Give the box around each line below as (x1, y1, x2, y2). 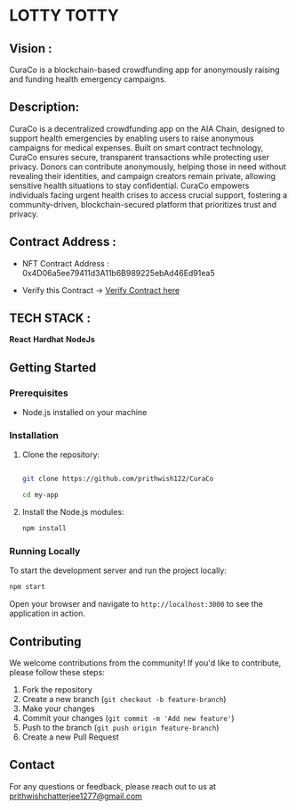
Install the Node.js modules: (21, 507, 124, 518)
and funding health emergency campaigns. (9, 74, 167, 85)
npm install (21, 524, 67, 533)
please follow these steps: (9, 667, 105, 678)
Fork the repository (21, 684, 93, 695)
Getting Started (9, 360, 97, 375)
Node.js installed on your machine (21, 407, 148, 418)
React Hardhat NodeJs (9, 334, 96, 345)
